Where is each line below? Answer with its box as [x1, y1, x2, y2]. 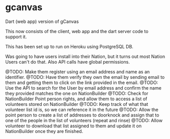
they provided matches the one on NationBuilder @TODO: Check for [5, 90, 149, 96]
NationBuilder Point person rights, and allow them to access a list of [5, 96, 148, 102]
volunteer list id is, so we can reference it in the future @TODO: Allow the [5, 106, 159, 113]
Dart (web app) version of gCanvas [5, 18, 79, 24]
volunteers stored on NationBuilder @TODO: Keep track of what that [5, 101, 149, 107]
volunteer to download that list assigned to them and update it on [5, 123, 141, 129]
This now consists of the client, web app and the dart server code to [5, 28, 149, 34]
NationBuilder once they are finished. [5, 128, 83, 134]
